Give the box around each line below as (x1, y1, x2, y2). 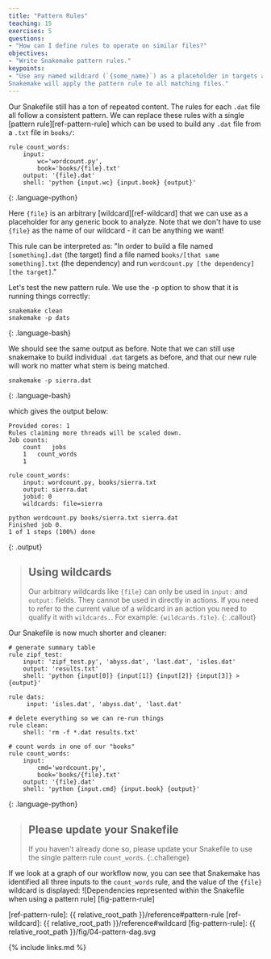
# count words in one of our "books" (8, 742, 135, 751)
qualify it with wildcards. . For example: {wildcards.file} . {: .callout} (27, 612, 256, 622)
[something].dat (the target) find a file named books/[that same (8, 250, 220, 259)
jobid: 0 (23, 492, 52, 501)
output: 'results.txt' (23, 665, 99, 673)
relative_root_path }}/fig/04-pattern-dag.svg (8, 927, 156, 937)
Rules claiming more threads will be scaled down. (8, 429, 182, 437)
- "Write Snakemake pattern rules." (8, 57, 131, 65)
